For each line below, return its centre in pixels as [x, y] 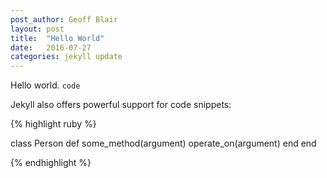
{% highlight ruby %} [53, 124]
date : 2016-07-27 [51, 47]
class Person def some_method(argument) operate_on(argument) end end [163, 143]
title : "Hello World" [57, 38]
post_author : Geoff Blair [64, 19]
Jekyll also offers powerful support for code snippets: [121, 105]
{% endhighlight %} [51, 163]
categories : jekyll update [66, 57]
